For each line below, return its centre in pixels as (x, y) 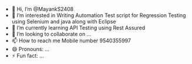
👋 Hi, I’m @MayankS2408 (43, 9)
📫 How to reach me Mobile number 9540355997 (71, 41)
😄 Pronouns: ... (31, 49)
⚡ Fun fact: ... (28, 55)
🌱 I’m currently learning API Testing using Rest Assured (78, 28)
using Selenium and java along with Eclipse (64, 21)
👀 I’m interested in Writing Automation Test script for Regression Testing (99, 15)
